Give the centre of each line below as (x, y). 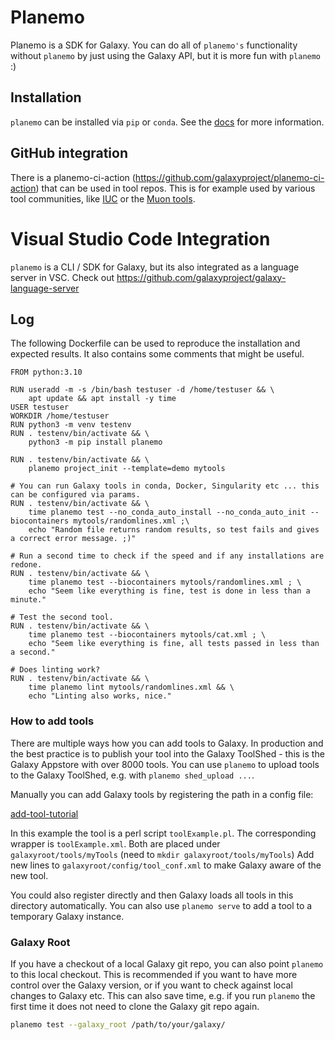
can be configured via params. (75, 495)
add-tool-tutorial (44, 813)
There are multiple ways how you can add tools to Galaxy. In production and (167, 743)
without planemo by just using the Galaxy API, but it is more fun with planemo (166, 55)
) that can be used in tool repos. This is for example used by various (175, 188)
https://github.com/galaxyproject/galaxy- (201, 277)
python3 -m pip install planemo (95, 442)
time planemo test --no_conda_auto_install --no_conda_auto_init (167, 512)
